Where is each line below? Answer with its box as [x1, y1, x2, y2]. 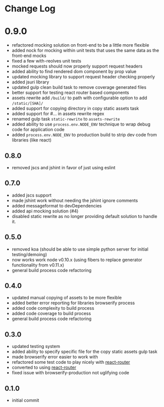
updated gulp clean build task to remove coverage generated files [11, 84, 147, 90]
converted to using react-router [11, 364, 76, 370]
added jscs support [11, 192, 52, 198]
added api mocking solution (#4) [11, 208, 79, 214]
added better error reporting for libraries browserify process [11, 300, 135, 306]
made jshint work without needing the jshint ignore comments [11, 197, 138, 203]
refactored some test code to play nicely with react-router [11, 359, 130, 365]
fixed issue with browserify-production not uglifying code [11, 370, 129, 376]
